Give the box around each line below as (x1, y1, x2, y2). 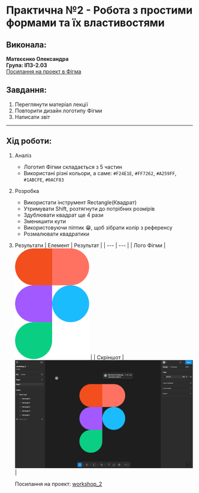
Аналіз (14, 152, 31, 159)
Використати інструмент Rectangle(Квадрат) (23, 199, 137, 206)
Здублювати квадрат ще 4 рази (23, 211, 104, 218)
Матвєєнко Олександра (6, 56, 69, 62)
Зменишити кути (23, 217, 66, 225)
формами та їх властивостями (6, 16, 165, 30)
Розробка (14, 187, 40, 194)
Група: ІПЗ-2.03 (6, 62, 47, 69)
